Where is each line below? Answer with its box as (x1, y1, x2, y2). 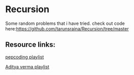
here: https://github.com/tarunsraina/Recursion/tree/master (5, 25, 129, 31)
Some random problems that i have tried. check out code (5, 20, 125, 26)
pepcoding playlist (5, 54, 44, 60)
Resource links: (5, 41, 56, 49)
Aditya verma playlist (5, 63, 49, 69)
